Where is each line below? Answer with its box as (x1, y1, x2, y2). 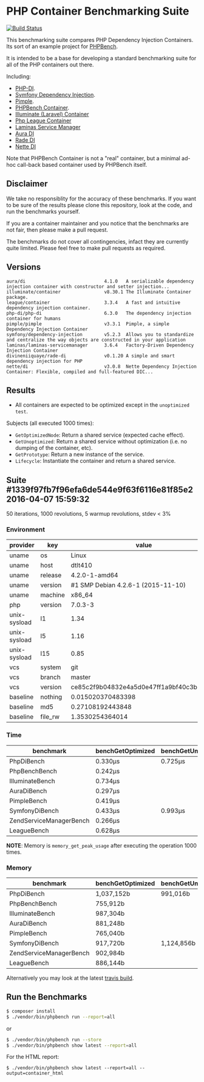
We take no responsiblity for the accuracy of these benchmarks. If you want (6, 195, 196, 202)
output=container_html (6, 1070, 64, 1077)
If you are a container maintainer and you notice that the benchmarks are (6, 219, 189, 227)
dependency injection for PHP (6, 358, 83, 364)
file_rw (40, 712, 59, 721)
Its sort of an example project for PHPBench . (6, 43, 118, 50)
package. (6, 294, 29, 300)
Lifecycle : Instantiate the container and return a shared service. (15, 457, 176, 465)
